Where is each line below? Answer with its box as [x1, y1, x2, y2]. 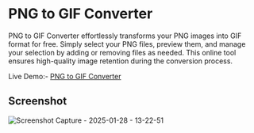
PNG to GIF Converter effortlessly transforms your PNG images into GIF [8, 31, 242, 40]
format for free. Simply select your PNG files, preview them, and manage [8, 39, 246, 48]
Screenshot [8, 94, 67, 108]
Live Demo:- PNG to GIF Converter [8, 71, 121, 81]
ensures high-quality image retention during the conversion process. [8, 56, 233, 66]
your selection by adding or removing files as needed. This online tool [8, 47, 237, 57]
